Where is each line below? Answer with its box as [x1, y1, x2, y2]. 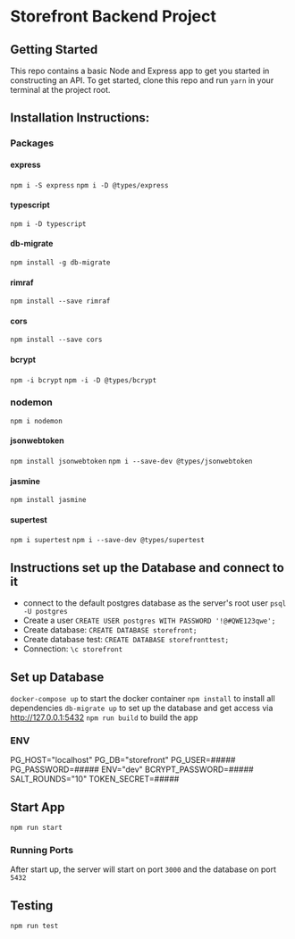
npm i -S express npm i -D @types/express [10, 180, 169, 189]
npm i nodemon [10, 416, 63, 425]
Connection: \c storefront [22, 643, 123, 654]
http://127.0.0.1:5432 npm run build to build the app [10, 712, 198, 723]
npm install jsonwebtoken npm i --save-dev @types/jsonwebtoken [10, 457, 253, 466]
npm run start [10, 824, 63, 833]
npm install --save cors [10, 335, 103, 345]
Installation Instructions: [10, 110, 150, 126]
